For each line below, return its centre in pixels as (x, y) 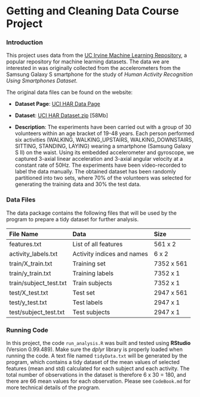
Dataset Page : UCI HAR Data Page (57, 104)
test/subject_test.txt (37, 312)
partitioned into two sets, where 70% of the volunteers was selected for (103, 178)
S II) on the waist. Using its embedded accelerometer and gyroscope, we (104, 152)
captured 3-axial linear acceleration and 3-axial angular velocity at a (99, 159)
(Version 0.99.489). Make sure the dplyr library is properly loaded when (95, 349)
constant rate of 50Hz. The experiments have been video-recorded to (101, 165)
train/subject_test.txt (38, 283)
